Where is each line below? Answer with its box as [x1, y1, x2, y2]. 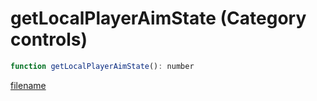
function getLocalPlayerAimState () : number [10, 61, 195, 71]
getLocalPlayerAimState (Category [10, 7, 307, 30]
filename [10, 79, 47, 91]
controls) [10, 28, 88, 51]
